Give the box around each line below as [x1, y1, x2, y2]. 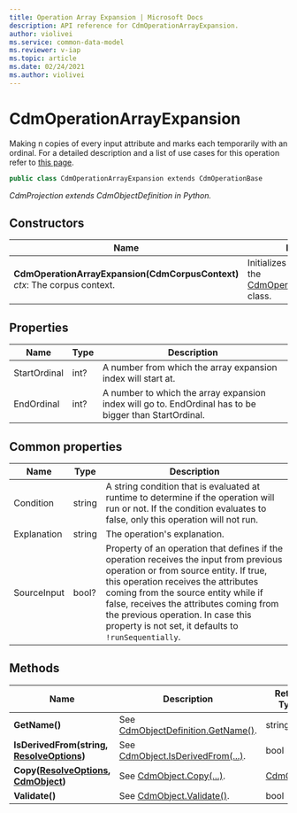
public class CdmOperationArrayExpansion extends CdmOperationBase [9, 174, 263, 182]
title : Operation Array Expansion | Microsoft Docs [9, 12, 203, 22]
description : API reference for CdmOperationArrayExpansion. [9, 21, 240, 30]
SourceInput [13, 586, 65, 599]
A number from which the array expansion [102, 361, 278, 374]
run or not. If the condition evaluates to [105, 502, 267, 515]
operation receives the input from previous [105, 554, 283, 565]
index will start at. [102, 373, 176, 385]
